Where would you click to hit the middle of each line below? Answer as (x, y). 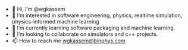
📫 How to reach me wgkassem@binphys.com (69, 41)
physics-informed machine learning (55, 21)
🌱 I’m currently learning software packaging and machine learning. (93, 28)
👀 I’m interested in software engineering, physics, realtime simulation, (97, 15)
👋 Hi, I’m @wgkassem (38, 9)
